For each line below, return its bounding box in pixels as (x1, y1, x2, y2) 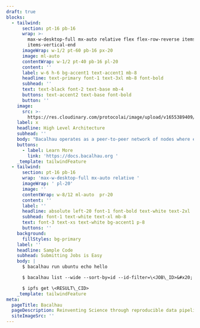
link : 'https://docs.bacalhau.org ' (27, 153, 118, 159)
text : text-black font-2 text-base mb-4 (21, 86, 124, 92)
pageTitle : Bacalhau (11, 302, 62, 308)
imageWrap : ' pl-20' (21, 181, 73, 187)
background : (17, 230, 46, 236)
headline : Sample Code (17, 247, 73, 253)
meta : (6, 296, 20, 302)
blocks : (6, 14, 26, 20)
